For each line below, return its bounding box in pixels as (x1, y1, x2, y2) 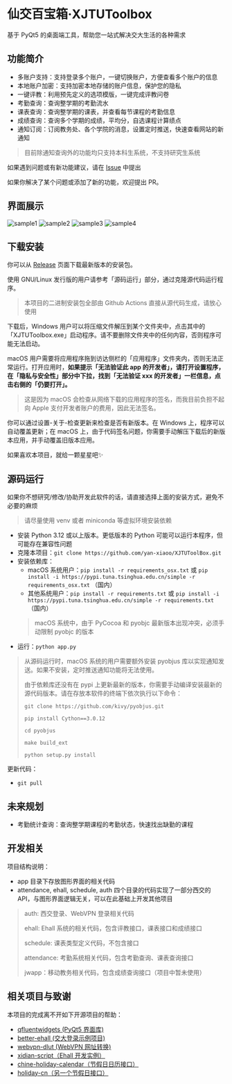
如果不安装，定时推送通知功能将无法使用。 (36, 666, 158, 674)
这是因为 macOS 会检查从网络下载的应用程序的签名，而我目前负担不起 (24, 395, 225, 404)
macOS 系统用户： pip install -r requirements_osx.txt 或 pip (27, 566, 208, 574)
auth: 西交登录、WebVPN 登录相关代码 (24, 909, 134, 917)
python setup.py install (24, 752, 96, 759)
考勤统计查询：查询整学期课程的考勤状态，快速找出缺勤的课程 (17, 821, 194, 828)
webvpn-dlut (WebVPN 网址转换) (17, 1042, 111, 1051)
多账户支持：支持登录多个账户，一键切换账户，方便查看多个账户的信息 (17, 72, 218, 81)
